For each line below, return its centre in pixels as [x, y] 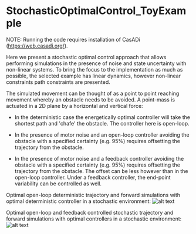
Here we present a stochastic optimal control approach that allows [86, 57]
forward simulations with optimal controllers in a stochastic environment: [94, 219]
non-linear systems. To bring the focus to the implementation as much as [94, 69]
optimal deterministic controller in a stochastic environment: [79, 201]
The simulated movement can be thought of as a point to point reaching [93, 93]
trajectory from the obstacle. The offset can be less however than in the [101, 171]
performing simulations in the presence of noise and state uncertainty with [96, 63]
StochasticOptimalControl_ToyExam [96, 11]
